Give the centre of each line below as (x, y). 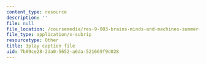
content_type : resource (37, 12)
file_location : (26, 29)
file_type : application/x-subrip (49, 35)
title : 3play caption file (41, 46)
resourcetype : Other (33, 40)
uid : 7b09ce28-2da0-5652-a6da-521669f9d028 (63, 52)
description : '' (27, 18)
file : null (20, 23)
